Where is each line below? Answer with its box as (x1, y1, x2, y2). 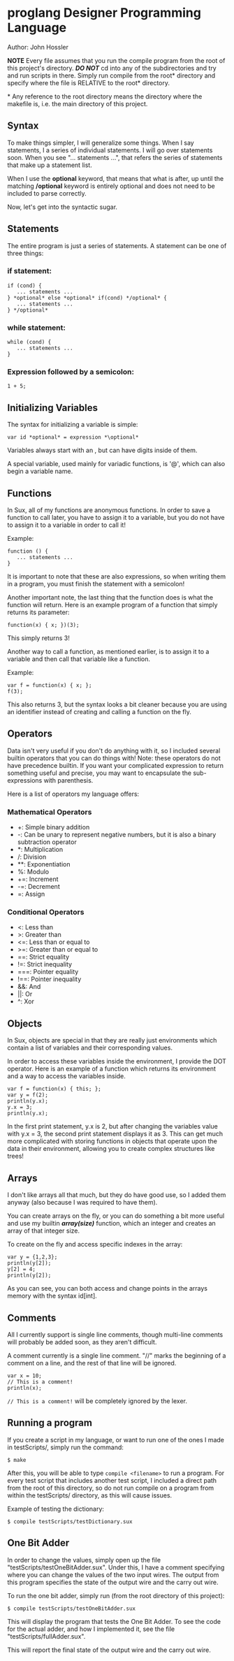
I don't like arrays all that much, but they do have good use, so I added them (7, 1191, 226, 1199)
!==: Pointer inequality (17, 975, 82, 983)
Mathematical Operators (7, 807, 92, 817)
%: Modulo (17, 868, 50, 876)
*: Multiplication (17, 846, 64, 854)
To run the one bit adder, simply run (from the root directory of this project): (7, 1591, 225, 1600)
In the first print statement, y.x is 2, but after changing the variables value (7, 1122, 218, 1131)
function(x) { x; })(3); (7, 622, 80, 629)
